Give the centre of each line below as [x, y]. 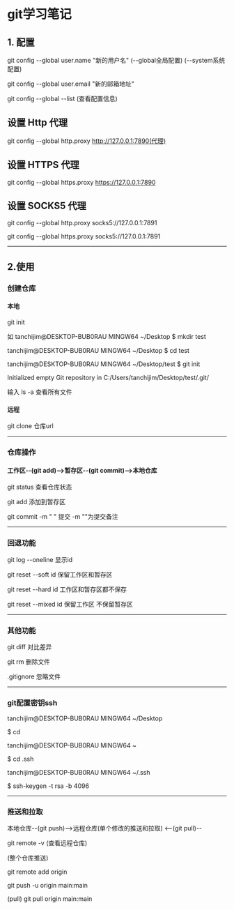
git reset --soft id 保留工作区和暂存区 [60, 574]
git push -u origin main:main [48, 886]
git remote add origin [37, 872]
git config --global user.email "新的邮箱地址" [71, 84]
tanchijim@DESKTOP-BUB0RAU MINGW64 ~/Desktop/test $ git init [104, 364]
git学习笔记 [39, 14]
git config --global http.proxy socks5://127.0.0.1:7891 [82, 223]
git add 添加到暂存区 [37, 502]
